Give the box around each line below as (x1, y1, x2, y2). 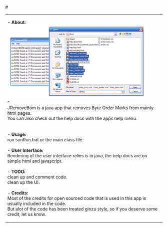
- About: (7, 19, 26, 25)
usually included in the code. (7, 200, 66, 206)
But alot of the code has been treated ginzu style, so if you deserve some (7, 205, 158, 212)
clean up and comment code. (7, 174, 67, 180)
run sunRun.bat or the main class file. (7, 136, 84, 142)
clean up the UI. (7, 179, 40, 185)
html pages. (7, 110, 31, 116)
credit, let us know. (7, 211, 46, 217)
